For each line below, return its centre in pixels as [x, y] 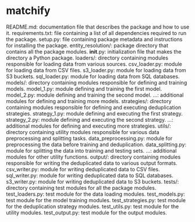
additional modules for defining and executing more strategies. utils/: [88, 126]
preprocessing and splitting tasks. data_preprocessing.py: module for [89, 138]
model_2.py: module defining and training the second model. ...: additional [95, 95]
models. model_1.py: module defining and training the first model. [84, 89]
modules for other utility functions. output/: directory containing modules [93, 157]
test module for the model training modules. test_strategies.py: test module [96, 200]
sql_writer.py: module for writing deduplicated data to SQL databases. [90, 175]
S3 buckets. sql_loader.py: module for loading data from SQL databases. [93, 76]
